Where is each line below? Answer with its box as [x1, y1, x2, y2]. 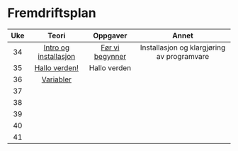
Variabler [41, 74, 72, 84]
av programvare [156, 51, 210, 61]
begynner [93, 51, 126, 61]
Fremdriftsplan [7, 5, 97, 21]
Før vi [101, 43, 120, 52]
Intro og [43, 43, 69, 52]
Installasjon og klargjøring [140, 43, 226, 52]
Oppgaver [93, 30, 127, 40]
